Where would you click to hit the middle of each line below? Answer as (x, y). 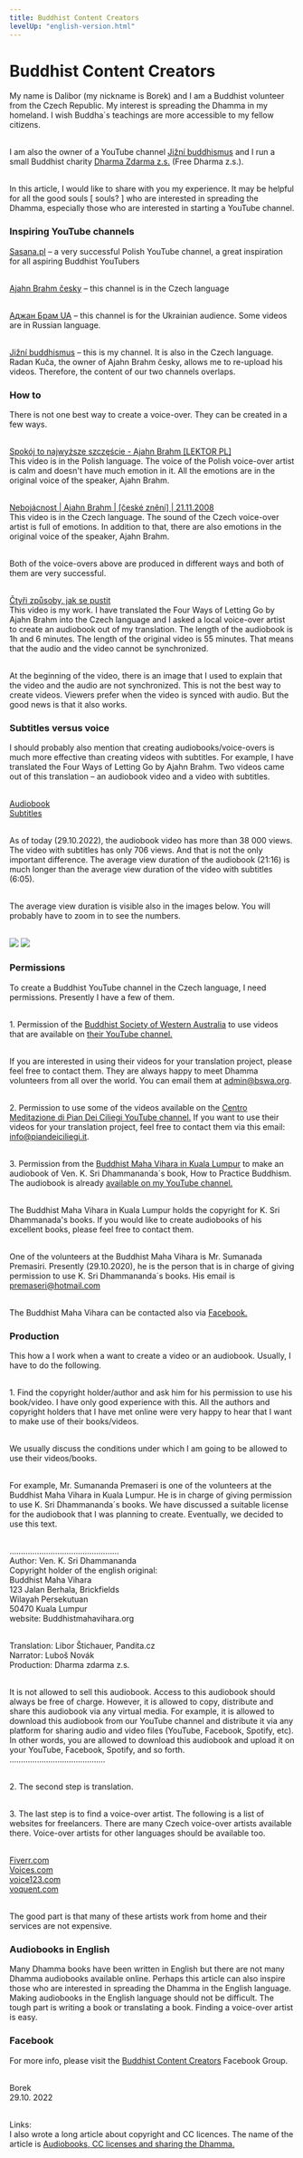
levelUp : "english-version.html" (72, 26)
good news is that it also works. (68, 705)
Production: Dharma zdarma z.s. (70, 1664)
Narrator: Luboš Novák (52, 1655)
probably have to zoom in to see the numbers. (95, 916)
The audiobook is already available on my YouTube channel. (121, 1182)
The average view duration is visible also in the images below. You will (140, 906)
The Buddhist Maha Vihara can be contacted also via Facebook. (128, 1312)
